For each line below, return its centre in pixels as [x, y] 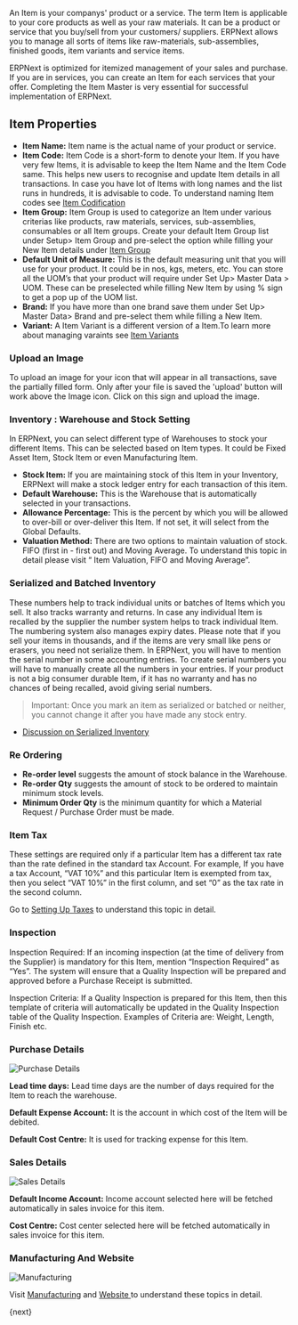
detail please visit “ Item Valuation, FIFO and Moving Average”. [136, 560]
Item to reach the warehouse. [63, 1095]
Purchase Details [47, 1049]
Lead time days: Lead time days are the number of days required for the [142, 1085]
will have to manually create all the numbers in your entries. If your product [146, 669]
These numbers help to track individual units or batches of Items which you [147, 602]
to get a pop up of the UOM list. [80, 297]
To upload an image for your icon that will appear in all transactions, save [143, 378]
